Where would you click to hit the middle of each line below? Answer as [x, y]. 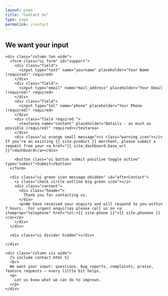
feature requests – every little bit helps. [53, 271]
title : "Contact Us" [27, 15]
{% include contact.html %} [40, 258]
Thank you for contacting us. [55, 195]
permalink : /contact [27, 24]
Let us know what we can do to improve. [58, 280]
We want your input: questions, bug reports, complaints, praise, [82, 267]
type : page [17, 19]
